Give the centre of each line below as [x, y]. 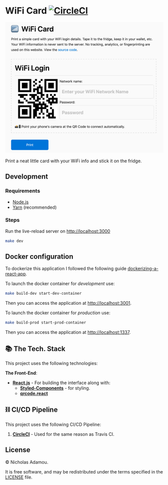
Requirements [23, 191]
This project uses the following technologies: [51, 363]
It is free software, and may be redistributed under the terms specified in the [84, 471]
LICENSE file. [19, 477]
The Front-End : [21, 373]
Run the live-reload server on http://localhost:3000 [58, 231]
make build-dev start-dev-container [43, 294]
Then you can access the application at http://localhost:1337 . [68, 332]
